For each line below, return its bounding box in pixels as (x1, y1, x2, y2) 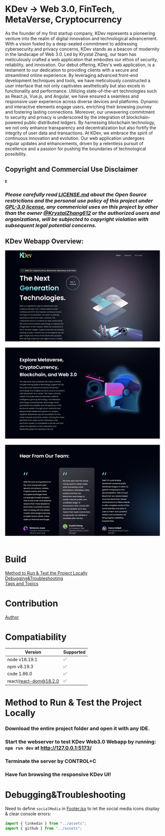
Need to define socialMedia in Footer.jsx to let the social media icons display (5, 805, 160, 811)
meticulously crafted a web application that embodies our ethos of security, (5, 56, 158, 62)
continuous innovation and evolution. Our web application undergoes (5, 135, 145, 141)
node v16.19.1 (7, 656, 38, 662)
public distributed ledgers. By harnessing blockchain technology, (24, 119, 156, 125)
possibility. (5, 151, 27, 157)
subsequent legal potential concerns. (5, 222, 97, 229)
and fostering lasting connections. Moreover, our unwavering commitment (5, 109, 155, 115)
